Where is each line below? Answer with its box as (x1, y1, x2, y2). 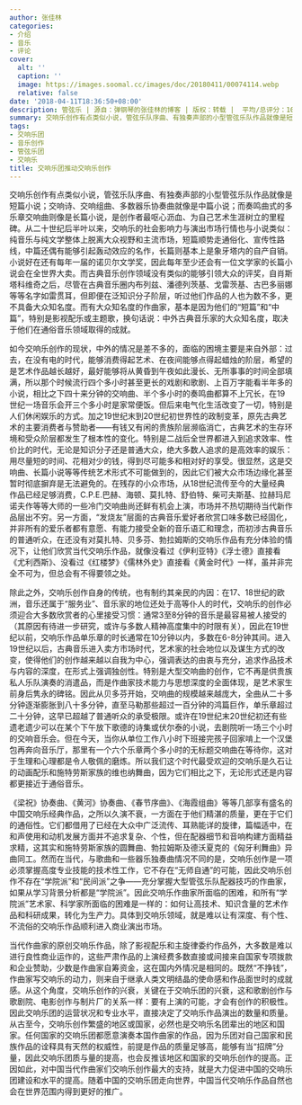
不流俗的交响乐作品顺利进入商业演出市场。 (9, 921, 167, 931)
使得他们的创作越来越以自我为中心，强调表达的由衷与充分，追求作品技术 (24, 655, 293, 665)
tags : (9, 122, 30, 131)
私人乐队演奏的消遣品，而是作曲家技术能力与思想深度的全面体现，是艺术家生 (9, 677, 293, 688)
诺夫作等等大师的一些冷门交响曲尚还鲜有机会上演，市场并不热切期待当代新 (9, 501, 285, 512)
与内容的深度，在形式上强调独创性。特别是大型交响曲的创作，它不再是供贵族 (9, 666, 293, 677)
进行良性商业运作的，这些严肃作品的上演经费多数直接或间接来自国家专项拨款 (9, 951, 293, 962)
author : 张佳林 (9, 13, 62, 22)
